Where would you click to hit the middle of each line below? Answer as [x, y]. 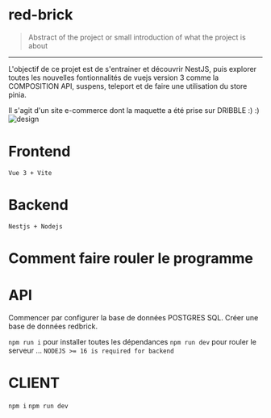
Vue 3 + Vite [30, 173]
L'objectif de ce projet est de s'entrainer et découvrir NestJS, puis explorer [132, 69]
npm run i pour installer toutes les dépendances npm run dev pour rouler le [132, 341]
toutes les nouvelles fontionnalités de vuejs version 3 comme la [114, 77]
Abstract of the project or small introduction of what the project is [137, 37]
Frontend [40, 152]
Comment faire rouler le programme [131, 258]
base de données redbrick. [53, 326]
